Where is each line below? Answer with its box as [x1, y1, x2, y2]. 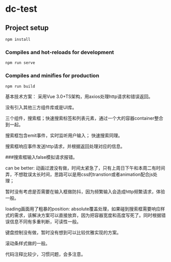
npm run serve [5, 60, 36, 65]
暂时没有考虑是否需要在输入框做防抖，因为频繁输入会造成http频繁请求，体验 [5, 188, 165, 195]
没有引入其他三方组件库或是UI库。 [5, 104, 77, 110]
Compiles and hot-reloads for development [5, 49, 115, 56]
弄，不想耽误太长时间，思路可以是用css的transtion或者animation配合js [5, 171, 153, 177]
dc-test [5, 3, 37, 15]
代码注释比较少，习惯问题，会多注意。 [5, 251, 85, 257]
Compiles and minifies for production [5, 72, 99, 79]
